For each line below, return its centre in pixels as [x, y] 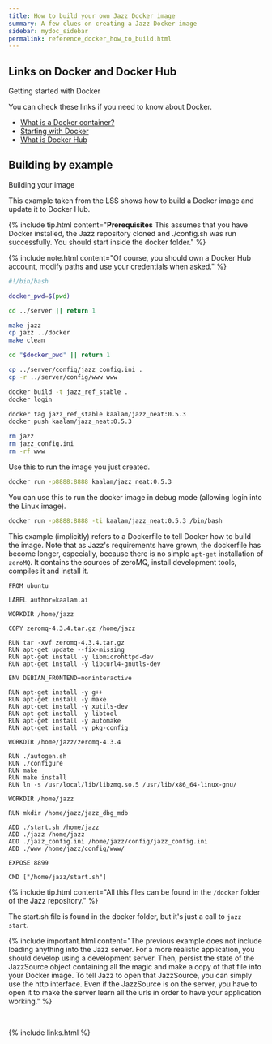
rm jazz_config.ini [41, 444]
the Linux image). [37, 506]
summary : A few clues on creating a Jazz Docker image [103, 24]
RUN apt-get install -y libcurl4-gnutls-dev [85, 664]
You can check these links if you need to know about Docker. [110, 107]
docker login [30, 399]
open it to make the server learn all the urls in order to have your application [135, 992]
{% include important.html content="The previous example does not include [136, 940]
